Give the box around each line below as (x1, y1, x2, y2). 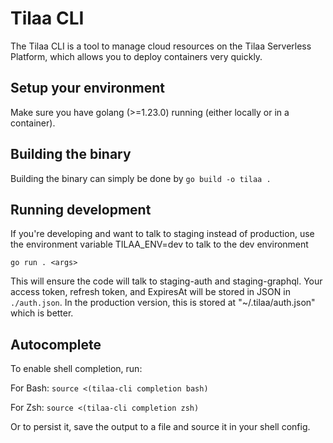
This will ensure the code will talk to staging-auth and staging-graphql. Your (10, 275, 323, 287)
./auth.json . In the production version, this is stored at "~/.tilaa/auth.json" (10, 297, 316, 309)
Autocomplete (10, 336, 102, 353)
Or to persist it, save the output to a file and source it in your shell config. (10, 421, 311, 433)
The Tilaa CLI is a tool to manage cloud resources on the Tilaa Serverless (10, 40, 312, 52)
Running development (10, 201, 152, 218)
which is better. (10, 307, 74, 319)
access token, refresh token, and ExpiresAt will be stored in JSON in (10, 286, 291, 298)
